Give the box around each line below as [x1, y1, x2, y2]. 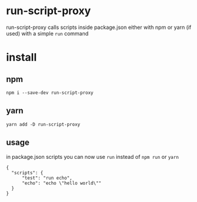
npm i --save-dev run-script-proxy [6, 90, 94, 96]
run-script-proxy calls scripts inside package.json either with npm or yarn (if [6, 24, 192, 31]
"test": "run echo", [21, 175, 73, 181]
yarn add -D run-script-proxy [6, 121, 81, 128]
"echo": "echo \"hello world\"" [21, 180, 101, 186]
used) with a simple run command [6, 30, 89, 37]
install [6, 51, 37, 64]
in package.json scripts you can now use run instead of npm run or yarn [6, 153, 179, 160]
